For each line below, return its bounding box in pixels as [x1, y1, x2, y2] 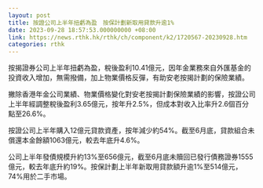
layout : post [8, 11, 51, 20]
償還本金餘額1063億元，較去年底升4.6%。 [8, 136, 144, 145]
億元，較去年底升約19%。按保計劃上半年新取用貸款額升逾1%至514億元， [8, 162, 243, 172]
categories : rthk [8, 41, 65, 49]
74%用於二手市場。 [8, 172, 71, 181]
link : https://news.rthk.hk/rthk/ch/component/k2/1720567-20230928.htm [8, 33, 247, 42]
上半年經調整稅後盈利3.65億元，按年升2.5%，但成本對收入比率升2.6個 [8, 99, 236, 109]
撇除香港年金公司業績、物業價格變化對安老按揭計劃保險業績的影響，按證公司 [8, 89, 256, 99]
